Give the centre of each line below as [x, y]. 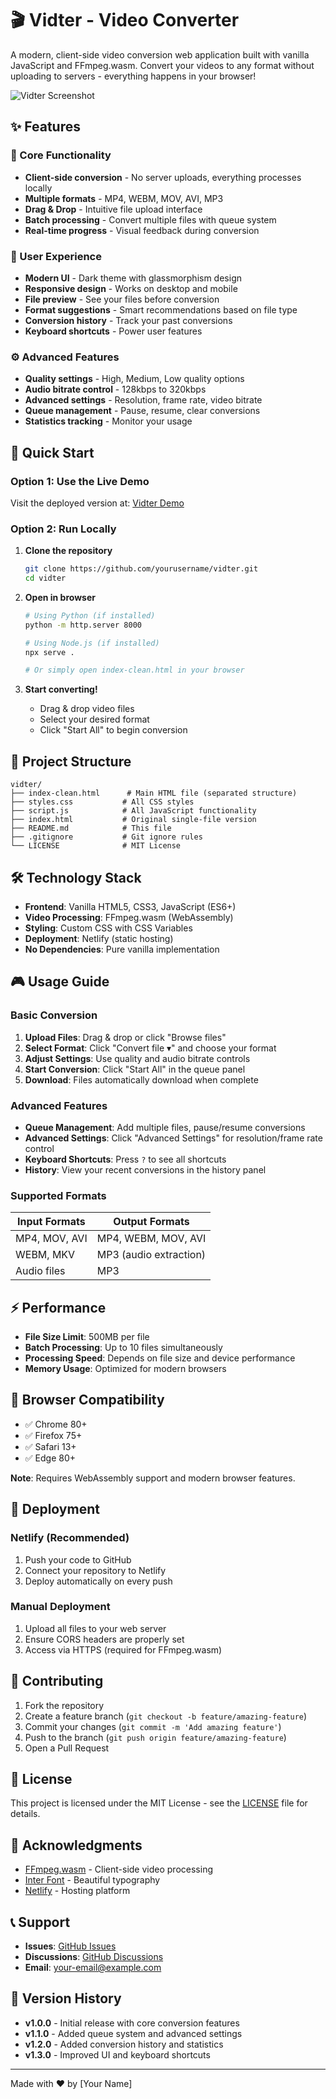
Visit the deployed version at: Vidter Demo [97, 503]
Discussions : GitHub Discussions [94, 1957]
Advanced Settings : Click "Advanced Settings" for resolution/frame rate [173, 1138]
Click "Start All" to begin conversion [113, 730]
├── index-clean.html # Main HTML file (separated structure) [154, 793]
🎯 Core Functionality [61, 155]
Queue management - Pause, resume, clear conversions [142, 411]
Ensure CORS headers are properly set [104, 1639]
